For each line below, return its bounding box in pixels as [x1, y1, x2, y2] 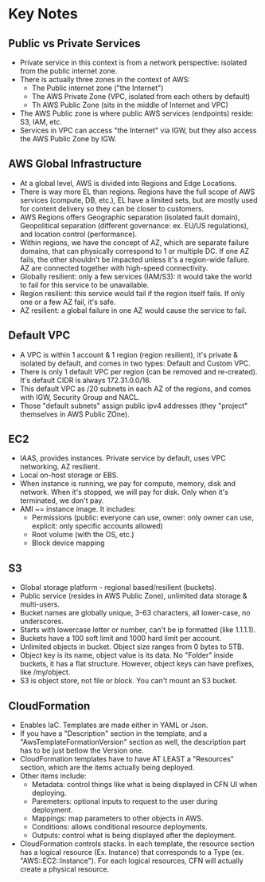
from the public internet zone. [19, 66, 118, 76]
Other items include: [19, 771, 87, 781]
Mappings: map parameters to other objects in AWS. [31, 813, 204, 823]
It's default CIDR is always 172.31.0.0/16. [19, 375, 151, 385]
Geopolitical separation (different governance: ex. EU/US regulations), [19, 220, 249, 230]
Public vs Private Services [8, 37, 141, 50]
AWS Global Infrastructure [8, 157, 142, 171]
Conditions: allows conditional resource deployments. [31, 822, 208, 832]
